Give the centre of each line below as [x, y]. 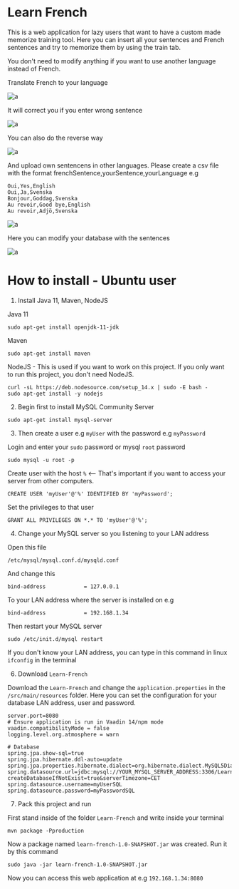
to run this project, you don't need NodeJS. [71, 374]
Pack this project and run [54, 803]
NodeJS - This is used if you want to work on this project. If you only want [116, 366]
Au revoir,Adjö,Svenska [43, 211]
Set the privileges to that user [51, 507]
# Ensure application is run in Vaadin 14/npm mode [85, 722]
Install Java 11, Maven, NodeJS [63, 300]
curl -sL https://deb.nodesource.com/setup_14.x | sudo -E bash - [108, 387]
